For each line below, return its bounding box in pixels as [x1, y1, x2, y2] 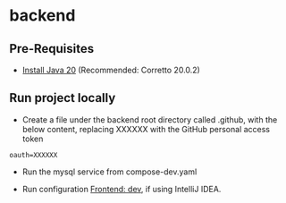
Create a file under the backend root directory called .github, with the [21, 114, 278, 125]
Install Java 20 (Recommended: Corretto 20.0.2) [21, 64, 201, 75]
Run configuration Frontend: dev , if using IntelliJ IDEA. [21, 183, 222, 194]
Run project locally [9, 90, 116, 106]
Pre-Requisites [9, 41, 95, 56]
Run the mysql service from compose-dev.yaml [21, 166, 198, 177]
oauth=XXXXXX [9, 150, 58, 159]
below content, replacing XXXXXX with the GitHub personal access [21, 123, 271, 134]
